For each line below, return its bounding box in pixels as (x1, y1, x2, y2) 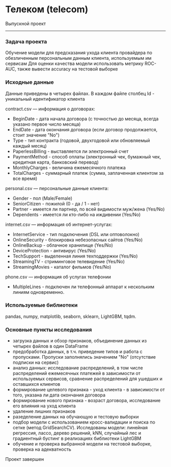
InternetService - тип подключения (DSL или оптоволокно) (12, 231, 140, 237)
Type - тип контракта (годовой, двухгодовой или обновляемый (12, 137, 150, 144)
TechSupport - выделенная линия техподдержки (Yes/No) (12, 253, 138, 259)
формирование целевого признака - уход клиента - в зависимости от (12, 387, 165, 393)
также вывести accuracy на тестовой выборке (17, 66, 118, 72)
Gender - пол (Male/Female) (12, 195, 73, 201)
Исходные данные (5, 79, 54, 86)
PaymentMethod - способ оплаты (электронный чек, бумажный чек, (12, 153, 161, 159)
